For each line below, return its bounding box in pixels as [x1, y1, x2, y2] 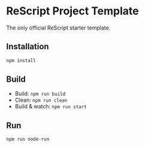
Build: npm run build [14, 90, 66, 97]
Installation [6, 42, 49, 52]
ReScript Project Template [6, 4, 139, 18]
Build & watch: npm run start [14, 103, 87, 110]
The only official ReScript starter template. [6, 24, 111, 31]
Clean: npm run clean [14, 96, 68, 103]
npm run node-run [6, 137, 50, 143]
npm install [6, 57, 36, 64]
